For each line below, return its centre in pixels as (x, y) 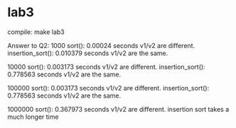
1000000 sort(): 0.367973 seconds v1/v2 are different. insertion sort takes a (118, 109)
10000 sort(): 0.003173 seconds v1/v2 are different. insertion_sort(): (106, 66)
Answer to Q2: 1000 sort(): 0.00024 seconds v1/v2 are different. (101, 45)
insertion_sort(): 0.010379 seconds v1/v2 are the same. (88, 53)
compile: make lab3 (36, 32)
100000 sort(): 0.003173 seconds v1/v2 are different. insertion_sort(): (108, 88)
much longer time (33, 117)
